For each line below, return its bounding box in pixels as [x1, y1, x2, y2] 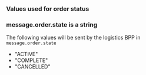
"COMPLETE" [14, 57, 48, 64]
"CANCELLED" [14, 63, 51, 70]
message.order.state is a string [6, 20, 98, 28]
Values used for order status [6, 5, 89, 13]
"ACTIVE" [14, 51, 38, 58]
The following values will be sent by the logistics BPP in [6, 34, 141, 41]
